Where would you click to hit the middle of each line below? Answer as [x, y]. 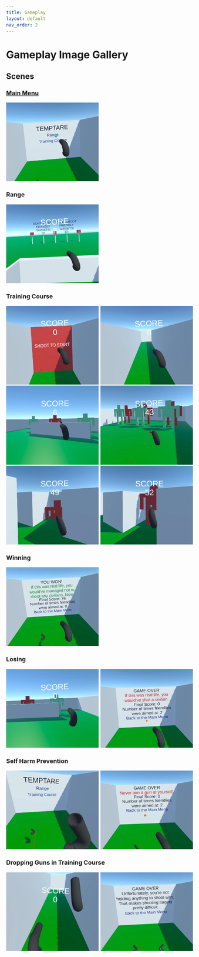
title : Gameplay [26, 12]
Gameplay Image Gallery [67, 54]
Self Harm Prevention [37, 761]
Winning [18, 558]
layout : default [26, 19]
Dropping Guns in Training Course [56, 863]
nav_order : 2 [22, 25]
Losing [16, 659]
